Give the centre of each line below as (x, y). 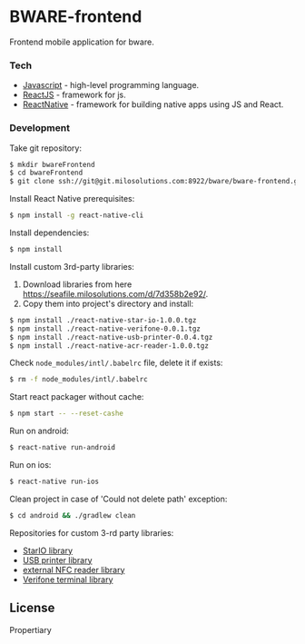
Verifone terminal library (68, 580)
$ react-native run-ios (54, 482)
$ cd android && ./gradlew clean (73, 515)
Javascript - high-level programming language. (111, 85)
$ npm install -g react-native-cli (77, 215)
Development (40, 128)
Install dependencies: (49, 233)
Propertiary (30, 629)
